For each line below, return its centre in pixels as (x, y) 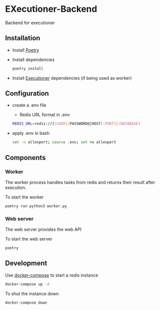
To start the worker (25, 197)
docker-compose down (26, 303)
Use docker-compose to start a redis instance (52, 275)
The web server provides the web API (43, 229)
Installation (23, 38)
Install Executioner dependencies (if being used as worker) (72, 78)
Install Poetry (26, 50)
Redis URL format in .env (45, 115)
